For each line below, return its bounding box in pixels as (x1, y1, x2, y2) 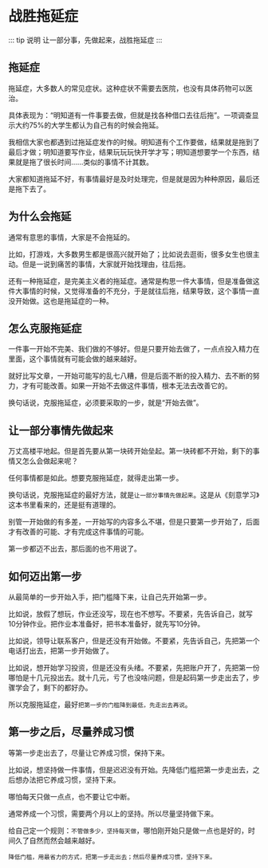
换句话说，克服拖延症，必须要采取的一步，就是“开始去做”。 (8, 398, 203, 407)
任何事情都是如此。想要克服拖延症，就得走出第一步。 (8, 473, 183, 483)
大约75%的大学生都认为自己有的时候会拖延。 (14, 120, 164, 130)
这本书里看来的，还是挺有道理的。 (8, 500, 120, 510)
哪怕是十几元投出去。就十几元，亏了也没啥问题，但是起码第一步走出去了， (8, 673, 253, 682)
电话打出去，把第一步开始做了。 (8, 646, 113, 655)
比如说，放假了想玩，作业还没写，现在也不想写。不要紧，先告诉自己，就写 (8, 609, 253, 619)
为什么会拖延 (8, 210, 72, 223)
